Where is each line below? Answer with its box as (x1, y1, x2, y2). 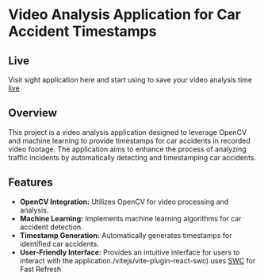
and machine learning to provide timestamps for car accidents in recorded (8, 136, 251, 145)
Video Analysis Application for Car (8, 6, 242, 24)
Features (8, 176, 53, 190)
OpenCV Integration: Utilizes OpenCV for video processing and (19, 197, 229, 206)
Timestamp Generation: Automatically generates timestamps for (19, 230, 232, 240)
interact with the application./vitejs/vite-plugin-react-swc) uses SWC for (19, 255, 256, 265)
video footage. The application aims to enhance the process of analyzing (8, 144, 247, 154)
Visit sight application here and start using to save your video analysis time (8, 75, 252, 84)
